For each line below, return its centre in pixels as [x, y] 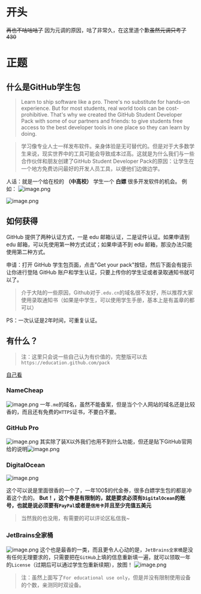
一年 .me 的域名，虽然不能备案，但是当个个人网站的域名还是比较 [118, 404]
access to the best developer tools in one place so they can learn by [105, 127]
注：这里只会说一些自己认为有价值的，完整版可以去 [84, 356]
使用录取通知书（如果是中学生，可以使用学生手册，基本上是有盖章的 [105, 300]
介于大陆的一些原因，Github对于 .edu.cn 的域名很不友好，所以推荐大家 [107, 292]
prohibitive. [35, 114]
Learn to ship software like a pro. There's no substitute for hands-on [105, 102]
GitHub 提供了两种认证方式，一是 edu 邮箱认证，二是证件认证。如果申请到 [98, 237]
